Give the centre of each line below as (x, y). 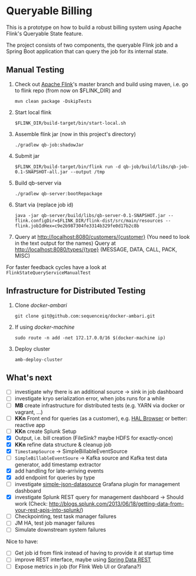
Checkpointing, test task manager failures (66, 516)
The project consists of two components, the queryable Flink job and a (92, 45)
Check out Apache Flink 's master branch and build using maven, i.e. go (102, 84)
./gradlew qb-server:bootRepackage (58, 193)
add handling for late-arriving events (59, 471)
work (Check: (31, 504)
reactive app (30, 425)
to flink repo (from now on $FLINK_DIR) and (68, 90)
